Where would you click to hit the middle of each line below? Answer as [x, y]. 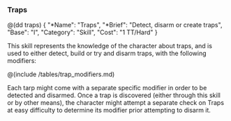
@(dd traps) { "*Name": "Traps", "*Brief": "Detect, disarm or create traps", [115, 25]
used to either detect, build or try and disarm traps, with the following [107, 53]
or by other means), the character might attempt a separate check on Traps [116, 103]
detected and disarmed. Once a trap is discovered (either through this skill [114, 95]
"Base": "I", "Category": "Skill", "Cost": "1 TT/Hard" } [83, 32]
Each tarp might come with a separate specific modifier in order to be [107, 88]
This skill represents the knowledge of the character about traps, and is [110, 46]
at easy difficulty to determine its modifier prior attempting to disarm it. [109, 111]
